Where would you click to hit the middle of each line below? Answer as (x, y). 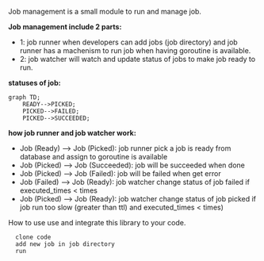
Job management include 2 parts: (65, 27)
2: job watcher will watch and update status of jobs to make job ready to (138, 59)
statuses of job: (34, 83)
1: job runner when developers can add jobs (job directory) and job (128, 42)
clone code (33, 237)
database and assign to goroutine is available (94, 157)
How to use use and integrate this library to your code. (97, 223)
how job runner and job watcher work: (72, 133)
